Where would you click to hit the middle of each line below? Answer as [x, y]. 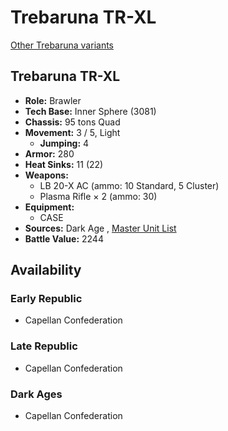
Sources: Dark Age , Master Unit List [100, 228]
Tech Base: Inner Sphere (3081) [90, 111]
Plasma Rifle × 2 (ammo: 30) [98, 196]
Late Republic [44, 346]
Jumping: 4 [64, 143]
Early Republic [46, 299]
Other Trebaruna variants [62, 45]
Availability [46, 270]
